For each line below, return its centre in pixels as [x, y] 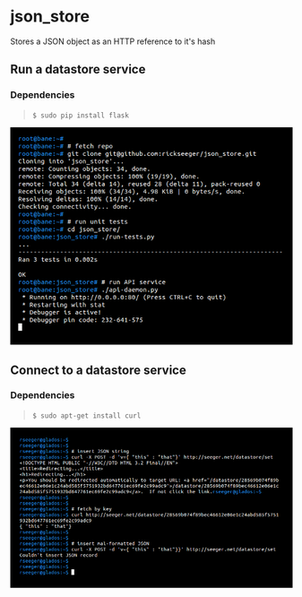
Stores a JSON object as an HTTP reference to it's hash [113, 41]
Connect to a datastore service [98, 370]
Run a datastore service [78, 69]
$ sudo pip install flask [80, 115]
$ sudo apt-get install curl [86, 415]
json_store [50, 17]
